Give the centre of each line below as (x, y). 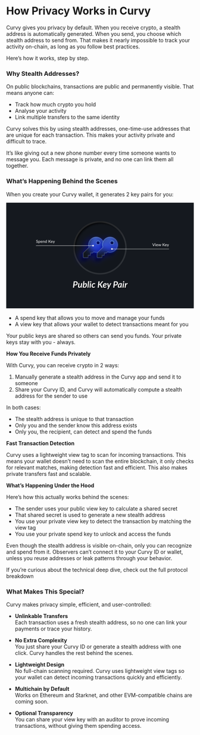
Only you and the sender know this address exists (76, 426)
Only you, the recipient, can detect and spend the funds (83, 432)
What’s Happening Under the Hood (50, 485)
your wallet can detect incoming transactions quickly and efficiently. (99, 677)
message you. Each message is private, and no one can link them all (90, 159)
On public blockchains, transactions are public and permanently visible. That (100, 87)
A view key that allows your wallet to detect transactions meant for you (101, 324)
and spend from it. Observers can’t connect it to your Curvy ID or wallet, (95, 552)
